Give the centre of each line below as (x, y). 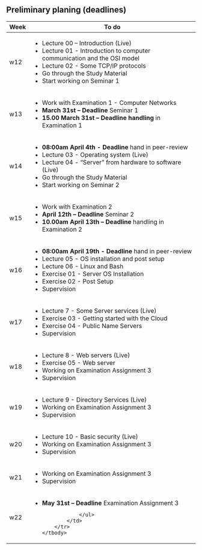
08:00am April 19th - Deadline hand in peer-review (117, 251)
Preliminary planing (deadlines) (66, 10)
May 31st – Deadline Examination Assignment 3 (110, 503)
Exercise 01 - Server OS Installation (93, 274)
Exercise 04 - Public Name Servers (92, 326)
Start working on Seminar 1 (81, 81)
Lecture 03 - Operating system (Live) (95, 154)
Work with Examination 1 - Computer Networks (109, 103)
